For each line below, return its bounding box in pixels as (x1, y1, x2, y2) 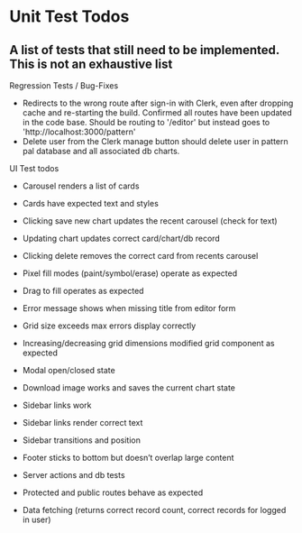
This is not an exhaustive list (9, 56, 173, 71)
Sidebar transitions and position (22, 435, 142, 446)
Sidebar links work (22, 400, 92, 410)
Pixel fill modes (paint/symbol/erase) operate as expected (22, 268, 237, 279)
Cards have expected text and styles (22, 198, 160, 208)
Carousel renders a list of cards (22, 180, 140, 191)
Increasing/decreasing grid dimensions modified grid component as (22, 338, 275, 348)
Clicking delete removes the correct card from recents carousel (22, 251, 259, 261)
